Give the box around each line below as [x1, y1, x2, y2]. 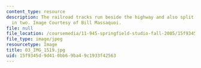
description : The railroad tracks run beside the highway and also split [6, 14, 194, 20]
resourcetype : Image [6, 42, 58, 48]
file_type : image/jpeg [6, 36, 63, 42]
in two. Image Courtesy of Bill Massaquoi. [11, 20, 121, 25]
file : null [6, 25, 33, 31]
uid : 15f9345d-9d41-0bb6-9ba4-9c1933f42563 [6, 53, 117, 59]
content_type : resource [6, 8, 66, 15]
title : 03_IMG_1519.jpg [6, 47, 66, 53]
